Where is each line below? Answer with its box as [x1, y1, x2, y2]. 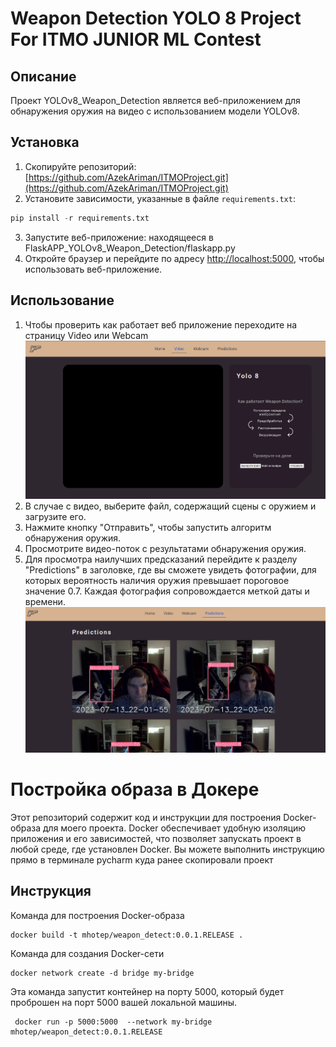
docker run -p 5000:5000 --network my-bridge [14, 1017, 213, 1027]
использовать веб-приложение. [24, 263, 163, 275]
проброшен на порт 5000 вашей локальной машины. [10, 996, 238, 1008]
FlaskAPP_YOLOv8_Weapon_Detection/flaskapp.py [24, 242, 236, 254]
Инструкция [10, 883, 92, 900]
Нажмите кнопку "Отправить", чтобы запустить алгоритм [24, 521, 272, 533]
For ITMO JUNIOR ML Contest [10, 28, 262, 51]
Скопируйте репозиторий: [24, 160, 137, 172]
